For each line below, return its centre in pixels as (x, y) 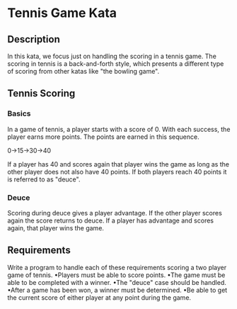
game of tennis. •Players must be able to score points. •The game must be (116, 275)
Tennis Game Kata (62, 13)
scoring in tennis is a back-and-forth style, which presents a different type (116, 64)
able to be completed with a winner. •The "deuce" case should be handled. (117, 282)
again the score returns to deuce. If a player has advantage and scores (111, 220)
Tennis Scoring (41, 94)
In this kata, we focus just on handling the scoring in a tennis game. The (112, 56)
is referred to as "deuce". (44, 179)
